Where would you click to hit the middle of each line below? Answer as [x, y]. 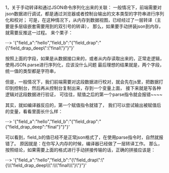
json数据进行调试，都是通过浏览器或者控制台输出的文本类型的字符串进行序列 [85, 14]
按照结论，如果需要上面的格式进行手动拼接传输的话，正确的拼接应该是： [80, 150]
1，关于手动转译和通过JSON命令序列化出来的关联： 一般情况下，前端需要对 [83, 7]
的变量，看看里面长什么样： [34, 111]
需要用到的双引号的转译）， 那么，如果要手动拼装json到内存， [100, 26]
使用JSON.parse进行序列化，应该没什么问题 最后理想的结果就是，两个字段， [85, 65]
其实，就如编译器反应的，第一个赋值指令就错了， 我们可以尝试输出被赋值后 [83, 105]
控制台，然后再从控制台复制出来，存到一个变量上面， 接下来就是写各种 [88, 88]
